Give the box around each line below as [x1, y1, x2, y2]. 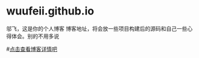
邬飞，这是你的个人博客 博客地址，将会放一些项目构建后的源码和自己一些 [6, 25, 188, 32]
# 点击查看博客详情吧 [6, 45, 57, 53]
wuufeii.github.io [6, 4, 95, 18]
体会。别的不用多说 [11, 32, 59, 40]
